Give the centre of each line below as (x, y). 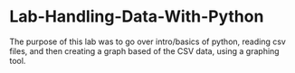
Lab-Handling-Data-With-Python (137, 17)
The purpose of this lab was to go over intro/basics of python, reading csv (148, 41)
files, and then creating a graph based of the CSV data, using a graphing (144, 50)
